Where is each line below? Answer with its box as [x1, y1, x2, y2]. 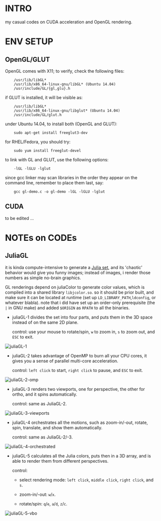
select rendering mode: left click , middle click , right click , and [19, 477, 154, 483]
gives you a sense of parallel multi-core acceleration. [12, 358, 119, 364]
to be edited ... [5, 215, 34, 221]
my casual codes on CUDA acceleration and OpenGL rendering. [5, 19, 132, 25]
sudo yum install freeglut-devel [14, 148, 81, 153]
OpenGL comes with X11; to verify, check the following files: [5, 68, 125, 74]
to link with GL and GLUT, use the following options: [5, 156, 109, 163]
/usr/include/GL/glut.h [14, 112, 62, 117]
